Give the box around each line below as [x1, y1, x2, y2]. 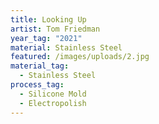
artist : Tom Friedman [10, 24, 101, 34]
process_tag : [10, 80, 65, 90]
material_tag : [10, 61, 70, 71]
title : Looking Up [10, 14, 87, 25]
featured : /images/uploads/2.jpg [10, 52, 150, 62]
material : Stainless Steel [10, 42, 123, 53]
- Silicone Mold [19, 89, 87, 99]
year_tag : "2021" [10, 33, 83, 43]
